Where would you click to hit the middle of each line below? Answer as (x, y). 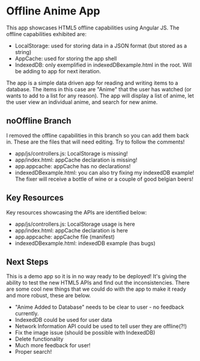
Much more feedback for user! (53, 345)
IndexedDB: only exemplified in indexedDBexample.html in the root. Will (103, 65)
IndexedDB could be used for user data (63, 320)
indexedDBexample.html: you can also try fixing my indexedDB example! (105, 172)
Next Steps (27, 262)
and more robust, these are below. (49, 296)
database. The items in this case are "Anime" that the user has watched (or (99, 89)
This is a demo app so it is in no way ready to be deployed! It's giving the (96, 276)
